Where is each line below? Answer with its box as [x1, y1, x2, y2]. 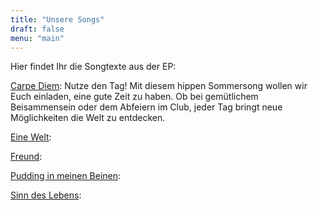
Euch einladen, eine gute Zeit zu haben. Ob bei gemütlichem [10, 91, 259, 103]
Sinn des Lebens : [10, 189, 82, 201]
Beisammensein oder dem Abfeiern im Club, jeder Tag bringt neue [10, 101, 283, 113]
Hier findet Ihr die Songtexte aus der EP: [10, 61, 177, 73]
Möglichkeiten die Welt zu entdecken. [10, 112, 166, 124]
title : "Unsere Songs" [10, 14, 105, 25]
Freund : [10, 151, 43, 163]
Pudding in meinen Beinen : [10, 170, 122, 182]
